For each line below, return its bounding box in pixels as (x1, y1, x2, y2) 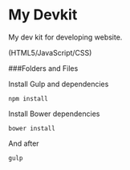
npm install (8, 94, 48, 102)
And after (8, 139, 39, 148)
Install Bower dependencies (8, 109, 100, 118)
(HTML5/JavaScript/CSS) (8, 48, 92, 57)
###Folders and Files (8, 63, 79, 73)
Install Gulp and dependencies (8, 79, 109, 89)
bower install (8, 124, 56, 132)
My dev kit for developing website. (8, 32, 123, 42)
